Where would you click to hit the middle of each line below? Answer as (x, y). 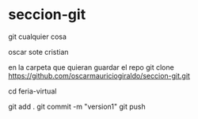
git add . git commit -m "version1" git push (77, 106)
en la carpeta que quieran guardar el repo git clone (91, 67)
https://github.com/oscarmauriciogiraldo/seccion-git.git (99, 75)
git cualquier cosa (38, 36)
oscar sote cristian (38, 52)
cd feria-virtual (32, 91)
